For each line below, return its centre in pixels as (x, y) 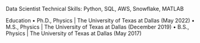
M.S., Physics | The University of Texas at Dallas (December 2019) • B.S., (98, 27)
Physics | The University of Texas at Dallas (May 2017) (74, 33)
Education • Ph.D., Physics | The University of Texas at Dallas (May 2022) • (100, 20)
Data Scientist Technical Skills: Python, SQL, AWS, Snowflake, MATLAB (95, 9)
